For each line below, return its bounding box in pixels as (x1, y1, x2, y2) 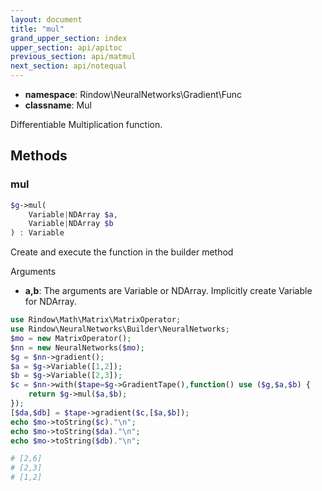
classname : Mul (24, 99, 92, 111)
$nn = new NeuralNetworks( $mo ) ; (10, 342, 145, 353)
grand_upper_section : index (10, 33, 128, 43)
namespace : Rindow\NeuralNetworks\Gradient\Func (24, 89, 243, 100)
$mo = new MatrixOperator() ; (10, 333, 132, 343)
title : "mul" (10, 24, 65, 34)
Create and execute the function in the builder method (10, 246, 234, 258)
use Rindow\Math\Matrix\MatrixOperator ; (10, 315, 182, 325)
